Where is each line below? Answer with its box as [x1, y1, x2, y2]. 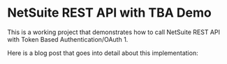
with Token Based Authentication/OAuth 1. [7, 35, 129, 43]
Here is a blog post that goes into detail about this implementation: [7, 49, 198, 57]
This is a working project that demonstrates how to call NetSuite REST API [7, 28, 220, 36]
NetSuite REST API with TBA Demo [7, 5, 212, 21]
